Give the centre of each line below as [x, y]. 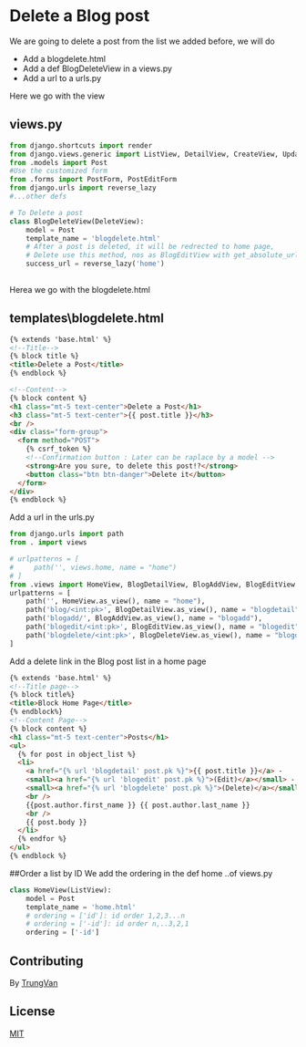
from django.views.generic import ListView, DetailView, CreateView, [144, 154]
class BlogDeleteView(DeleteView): [77, 221]
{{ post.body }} [57, 822]
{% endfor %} [42, 839]
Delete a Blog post [80, 16]
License [32, 1012]
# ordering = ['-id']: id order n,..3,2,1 [107, 924]
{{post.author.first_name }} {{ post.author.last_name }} [138, 805]
